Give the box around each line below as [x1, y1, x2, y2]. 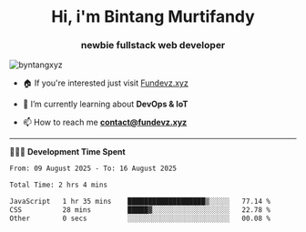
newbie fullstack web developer [80, 39, 226, 52]
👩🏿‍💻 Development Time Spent [9, 146, 126, 157]
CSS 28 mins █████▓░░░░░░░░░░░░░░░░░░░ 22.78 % [9, 206, 271, 215]
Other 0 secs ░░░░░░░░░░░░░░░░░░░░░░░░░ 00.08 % [9, 214, 271, 223]
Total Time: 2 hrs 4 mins [9, 180, 107, 190]
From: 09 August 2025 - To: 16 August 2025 [9, 164, 178, 174]
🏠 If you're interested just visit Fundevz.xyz [22, 77, 189, 88]
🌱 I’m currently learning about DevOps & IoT [22, 98, 189, 110]
